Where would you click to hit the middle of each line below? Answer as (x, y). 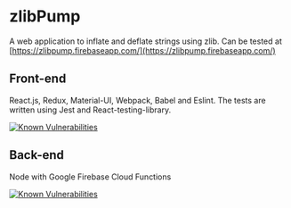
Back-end (37, 155)
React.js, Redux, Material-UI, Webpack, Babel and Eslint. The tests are (137, 100)
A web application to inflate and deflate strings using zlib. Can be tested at (145, 41)
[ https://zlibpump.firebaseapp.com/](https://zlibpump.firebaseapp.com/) (142, 50)
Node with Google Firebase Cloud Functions (90, 177)
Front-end (38, 79)
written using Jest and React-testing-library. (90, 110)
